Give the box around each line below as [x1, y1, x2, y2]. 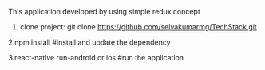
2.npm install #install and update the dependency [8, 37, 171, 47]
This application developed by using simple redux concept [8, 7, 201, 16]
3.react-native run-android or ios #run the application [8, 53, 184, 62]
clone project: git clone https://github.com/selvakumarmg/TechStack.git [19, 22, 257, 31]
